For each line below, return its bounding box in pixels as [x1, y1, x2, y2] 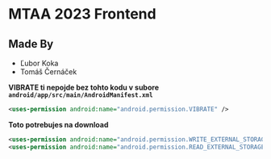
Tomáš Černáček [19, 67, 77, 77]
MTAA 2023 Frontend [8, 5, 156, 23]
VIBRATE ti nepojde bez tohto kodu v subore [8, 82, 160, 92]
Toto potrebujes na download [8, 119, 109, 129]
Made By [8, 37, 54, 51]
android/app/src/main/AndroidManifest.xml [8, 91, 153, 99]
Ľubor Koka [19, 58, 59, 68]
